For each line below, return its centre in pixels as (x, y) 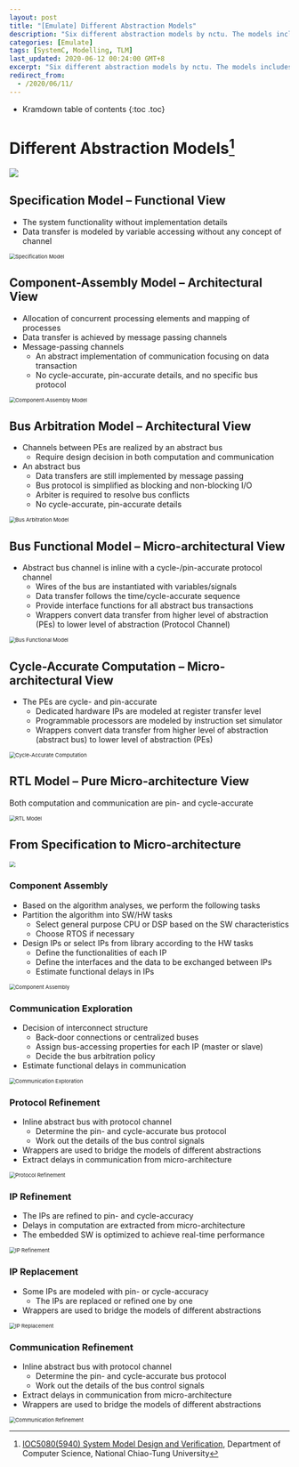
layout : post (33, 17)
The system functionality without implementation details (125, 222)
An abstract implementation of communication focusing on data (152, 356)
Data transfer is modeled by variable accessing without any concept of (152, 231)
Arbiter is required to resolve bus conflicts (112, 495)
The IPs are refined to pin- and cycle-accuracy (108, 1216)
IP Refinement (40, 1196)
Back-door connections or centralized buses (117, 1037)
